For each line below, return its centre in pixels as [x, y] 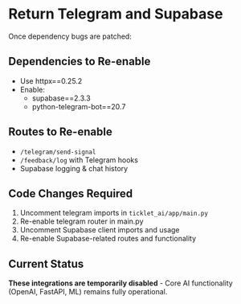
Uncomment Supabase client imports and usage [100, 230]
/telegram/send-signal [58, 152]
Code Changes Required [71, 193]
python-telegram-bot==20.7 [79, 106]
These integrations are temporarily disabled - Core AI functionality [120, 283]
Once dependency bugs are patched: [70, 36]
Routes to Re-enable [60, 132]
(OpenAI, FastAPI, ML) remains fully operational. [88, 292]
